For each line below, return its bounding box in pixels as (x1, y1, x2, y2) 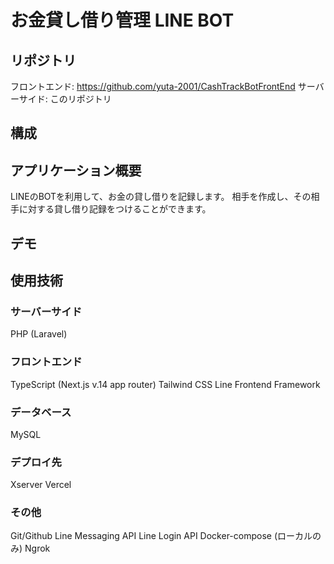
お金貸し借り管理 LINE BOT (10, 9, 235, 32)
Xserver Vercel (10, 479, 72, 491)
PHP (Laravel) (10, 328, 68, 340)
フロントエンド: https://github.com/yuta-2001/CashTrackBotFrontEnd (10, 81, 296, 92)
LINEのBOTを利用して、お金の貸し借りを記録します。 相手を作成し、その (10, 191, 312, 203)
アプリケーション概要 (10, 162, 142, 179)
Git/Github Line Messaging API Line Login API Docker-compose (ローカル (10, 530, 313, 542)
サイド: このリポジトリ (18, 93, 112, 105)
